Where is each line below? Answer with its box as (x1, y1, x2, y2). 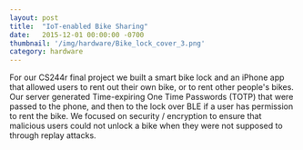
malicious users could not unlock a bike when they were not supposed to (9, 120, 284, 132)
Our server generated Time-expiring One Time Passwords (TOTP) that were (9, 92, 294, 103)
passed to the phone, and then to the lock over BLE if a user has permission (9, 101, 294, 112)
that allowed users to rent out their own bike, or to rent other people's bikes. (9, 82, 294, 93)
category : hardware (9, 47, 84, 56)
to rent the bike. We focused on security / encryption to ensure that (9, 111, 262, 122)
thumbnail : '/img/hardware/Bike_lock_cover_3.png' (9, 38, 206, 48)
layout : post (9, 13, 59, 23)
